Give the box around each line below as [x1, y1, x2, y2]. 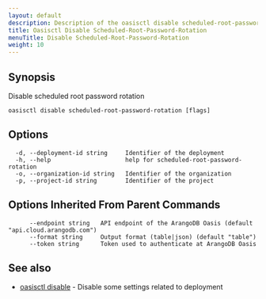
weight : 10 [8, 41, 44, 49]
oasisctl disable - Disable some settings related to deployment [19, 282, 223, 292]
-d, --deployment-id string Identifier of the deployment [15, 149, 225, 157]
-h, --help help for [15, 156, 154, 164]
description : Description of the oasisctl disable [8, 19, 179, 27]
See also [8, 261, 51, 274]
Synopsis [8, 70, 55, 84]
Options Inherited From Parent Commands [8, 199, 221, 212]
